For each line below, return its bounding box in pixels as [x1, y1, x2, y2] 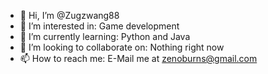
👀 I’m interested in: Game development [19, 20, 180, 32]
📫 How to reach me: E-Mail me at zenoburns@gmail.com [19, 53, 258, 64]
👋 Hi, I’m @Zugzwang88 [19, 10, 120, 21]
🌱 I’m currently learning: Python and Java [19, 31, 191, 42]
